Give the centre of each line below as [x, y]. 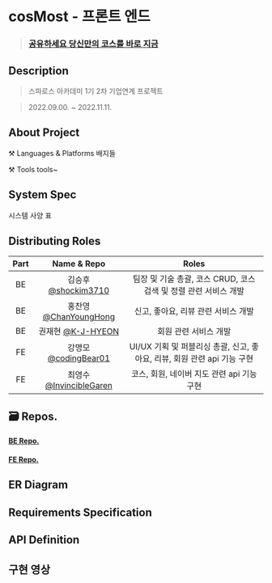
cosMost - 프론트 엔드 [80, 17]
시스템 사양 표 [30, 215]
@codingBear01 [79, 358]
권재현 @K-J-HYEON [79, 332]
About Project [44, 133]
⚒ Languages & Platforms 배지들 [62, 153]
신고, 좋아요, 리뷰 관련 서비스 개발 [194, 311]
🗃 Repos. [33, 416]
